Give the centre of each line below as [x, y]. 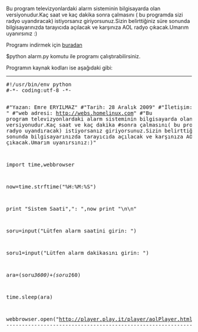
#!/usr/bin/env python [39, 84]
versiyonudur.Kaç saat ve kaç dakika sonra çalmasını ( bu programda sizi [95, 15]
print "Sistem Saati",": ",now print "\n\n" [72, 209]
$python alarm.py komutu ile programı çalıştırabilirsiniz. [73, 56]
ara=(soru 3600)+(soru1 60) [44, 275]
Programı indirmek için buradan [44, 45]
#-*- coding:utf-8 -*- [39, 90]
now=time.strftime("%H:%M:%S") [51, 187]
